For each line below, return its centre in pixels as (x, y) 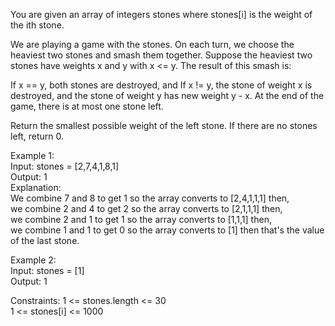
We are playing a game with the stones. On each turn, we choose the (152, 44)
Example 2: (33, 260)
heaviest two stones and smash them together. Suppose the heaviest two (161, 55)
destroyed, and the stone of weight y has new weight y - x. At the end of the (167, 95)
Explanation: (36, 187)
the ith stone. (37, 25)
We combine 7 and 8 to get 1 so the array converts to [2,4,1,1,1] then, (150, 198)
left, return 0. (37, 136)
